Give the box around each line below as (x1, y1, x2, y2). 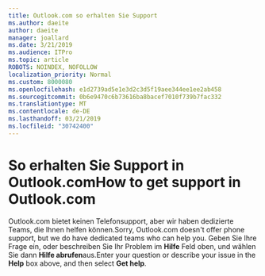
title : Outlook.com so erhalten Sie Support (8, 11, 158, 20)
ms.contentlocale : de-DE (8, 108, 90, 116)
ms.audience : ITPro (8, 48, 73, 56)
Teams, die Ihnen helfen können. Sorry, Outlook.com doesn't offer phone (8, 224, 245, 234)
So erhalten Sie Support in (8, 156, 185, 174)
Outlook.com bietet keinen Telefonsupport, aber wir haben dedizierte (8, 216, 234, 226)
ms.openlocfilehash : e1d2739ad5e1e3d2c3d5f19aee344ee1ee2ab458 (8, 85, 222, 94)
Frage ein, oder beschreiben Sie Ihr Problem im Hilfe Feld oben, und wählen (8, 241, 256, 251)
